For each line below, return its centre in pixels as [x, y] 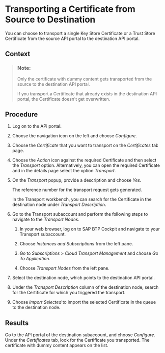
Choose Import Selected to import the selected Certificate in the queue [84, 302]
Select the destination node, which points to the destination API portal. [83, 278]
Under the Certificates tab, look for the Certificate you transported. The [77, 340]
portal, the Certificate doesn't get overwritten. [64, 99]
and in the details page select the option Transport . [64, 171]
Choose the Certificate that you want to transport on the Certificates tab [85, 145]
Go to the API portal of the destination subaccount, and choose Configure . [80, 335]
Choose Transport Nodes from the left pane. [64, 268]
